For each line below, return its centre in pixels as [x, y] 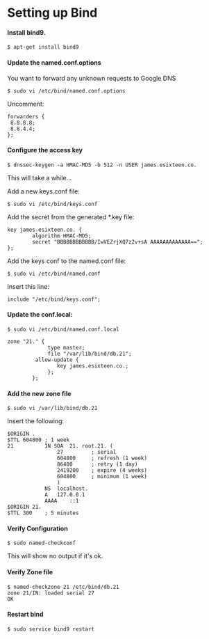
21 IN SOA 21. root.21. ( [60, 446]
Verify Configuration [37, 528]
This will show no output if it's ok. [55, 556]
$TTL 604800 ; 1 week [39, 440]
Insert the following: [36, 421]
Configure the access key [45, 150]
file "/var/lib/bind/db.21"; [90, 354]
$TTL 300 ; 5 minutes [43, 513]
